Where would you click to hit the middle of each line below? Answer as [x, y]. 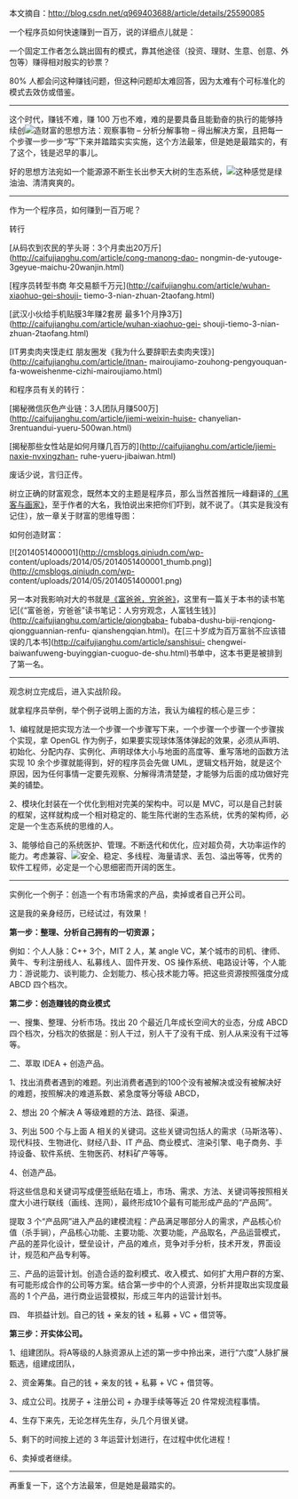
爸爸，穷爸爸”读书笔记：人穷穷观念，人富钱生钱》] [125, 610]
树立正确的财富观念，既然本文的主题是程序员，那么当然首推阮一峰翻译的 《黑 [149, 493]
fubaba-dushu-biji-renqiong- [223, 620]
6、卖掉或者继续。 [43, 1458]
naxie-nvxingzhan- [44, 456]
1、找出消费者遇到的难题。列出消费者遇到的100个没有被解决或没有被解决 [142, 1082]
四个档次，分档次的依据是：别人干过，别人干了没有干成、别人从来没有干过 [145, 1033]
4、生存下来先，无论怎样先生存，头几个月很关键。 [101, 1420]
